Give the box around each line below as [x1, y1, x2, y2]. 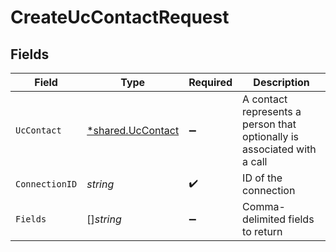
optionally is [242, 130, 300, 143]
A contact [242, 92, 288, 106]
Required [188, 76, 233, 89]
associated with [242, 142, 317, 156]
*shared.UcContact [86, 124, 180, 137]
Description [253, 76, 310, 89]
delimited [242, 212, 287, 226]
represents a [242, 105, 302, 118]
